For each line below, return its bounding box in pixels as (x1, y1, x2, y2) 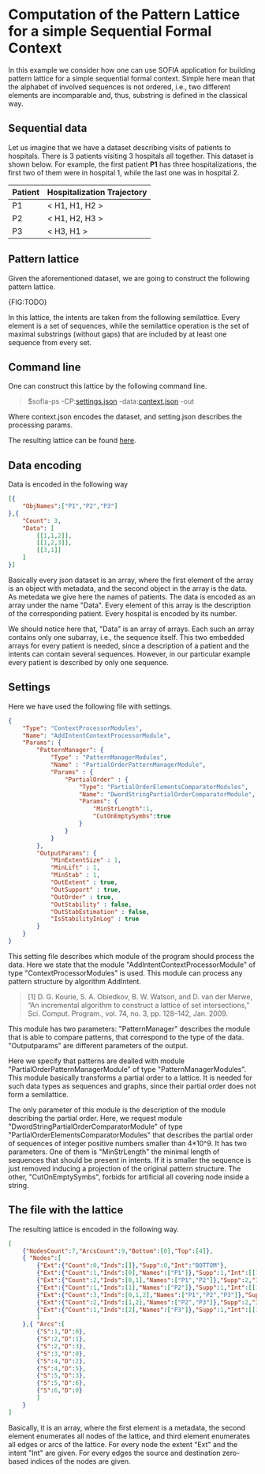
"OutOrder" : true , (50, 893, 114, 901)
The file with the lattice (8, 1203, 124, 1217)
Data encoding (8, 458, 82, 472)
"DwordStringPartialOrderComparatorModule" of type (8, 1122, 183, 1131)
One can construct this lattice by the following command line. (8, 382, 207, 391)
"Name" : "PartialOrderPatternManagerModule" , (50, 761, 207, 769)
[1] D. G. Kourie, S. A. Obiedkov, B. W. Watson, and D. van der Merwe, (27, 991, 253, 1001)
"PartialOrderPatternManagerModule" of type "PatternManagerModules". (8, 1064, 247, 1074)
